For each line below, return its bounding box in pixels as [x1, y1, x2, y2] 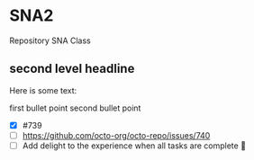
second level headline [9, 61, 135, 76]
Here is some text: [9, 84, 77, 95]
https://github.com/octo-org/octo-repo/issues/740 [22, 129, 211, 140]
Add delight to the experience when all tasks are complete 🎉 [22, 140, 246, 151]
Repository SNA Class [9, 35, 92, 46]
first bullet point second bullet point [9, 102, 141, 113]
